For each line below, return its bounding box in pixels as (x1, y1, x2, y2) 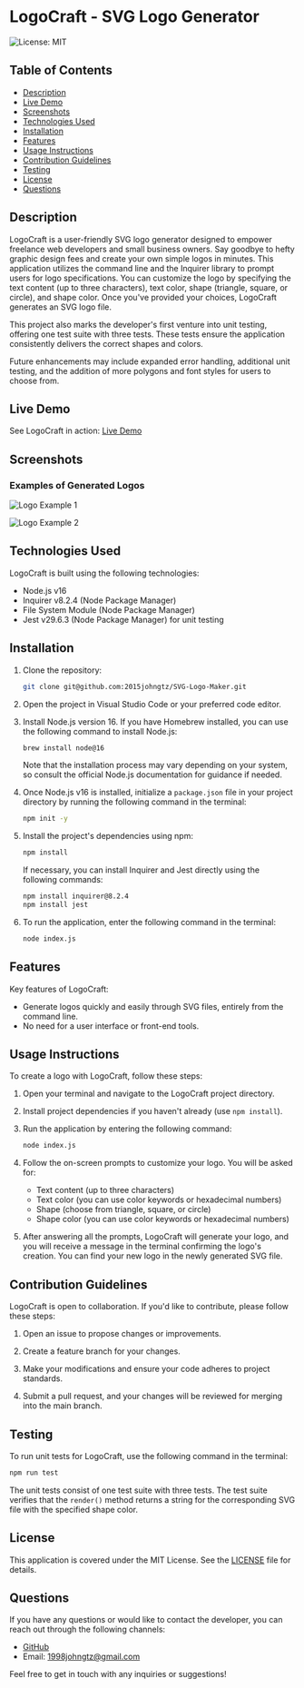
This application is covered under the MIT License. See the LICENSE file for (9, 1555, 291, 1565)
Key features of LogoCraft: (9, 983, 109, 994)
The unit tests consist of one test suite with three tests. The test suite (9, 1485, 268, 1496)
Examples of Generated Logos (9, 479, 145, 491)
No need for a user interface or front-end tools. (22, 1020, 200, 1032)
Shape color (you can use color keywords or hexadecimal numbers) (35, 1214, 290, 1225)
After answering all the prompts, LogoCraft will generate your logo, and (22, 1231, 289, 1242)
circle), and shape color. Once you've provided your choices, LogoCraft (9, 291, 277, 302)
